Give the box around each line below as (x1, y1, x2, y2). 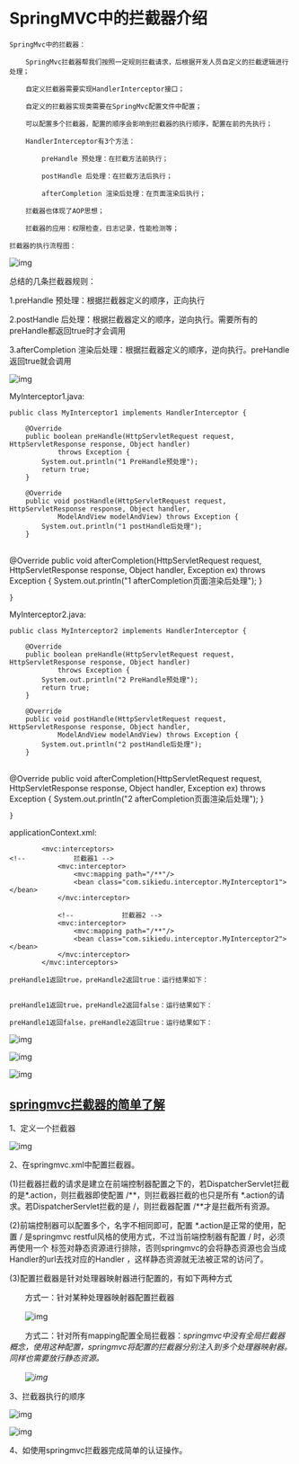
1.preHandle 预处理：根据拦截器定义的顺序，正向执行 (9, 294, 206, 306)
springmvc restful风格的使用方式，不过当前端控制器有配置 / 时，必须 (31, 1231, 286, 1242)
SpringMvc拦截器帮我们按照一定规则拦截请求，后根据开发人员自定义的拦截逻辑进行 (25, 58, 289, 67)
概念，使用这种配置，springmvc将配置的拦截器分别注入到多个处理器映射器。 (9, 1341, 293, 1352)
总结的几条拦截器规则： (9, 275, 96, 286)
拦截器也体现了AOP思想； (25, 206, 105, 216)
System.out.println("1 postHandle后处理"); (41, 522, 203, 531)
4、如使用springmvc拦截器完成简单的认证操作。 (9, 1444, 188, 1455)
